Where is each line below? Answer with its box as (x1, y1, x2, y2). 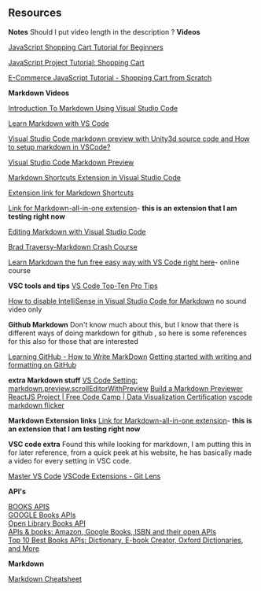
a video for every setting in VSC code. (8, 456, 131, 465)
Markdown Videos (8, 88, 69, 98)
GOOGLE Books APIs (8, 510, 76, 519)
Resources (8, 6, 62, 20)
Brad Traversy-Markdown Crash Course (8, 242, 138, 251)
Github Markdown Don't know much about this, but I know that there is (8, 320, 240, 329)
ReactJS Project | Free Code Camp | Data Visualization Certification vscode (8, 392, 253, 401)
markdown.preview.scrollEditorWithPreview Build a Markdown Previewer (8, 383, 244, 393)
